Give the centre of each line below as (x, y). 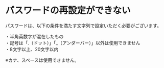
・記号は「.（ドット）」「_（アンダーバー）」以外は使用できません (73, 43)
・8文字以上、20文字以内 (32, 49)
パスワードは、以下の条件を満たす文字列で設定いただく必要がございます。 (84, 26)
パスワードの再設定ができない (68, 10)
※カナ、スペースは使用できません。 (42, 60)
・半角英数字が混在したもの (34, 36)
